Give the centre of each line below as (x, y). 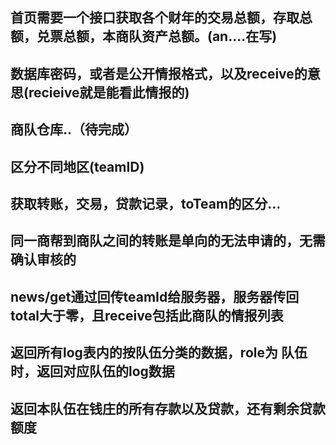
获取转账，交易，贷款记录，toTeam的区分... (146, 203)
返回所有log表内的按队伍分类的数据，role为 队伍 (159, 353)
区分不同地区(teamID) (77, 166)
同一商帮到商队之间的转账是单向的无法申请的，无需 (168, 241)
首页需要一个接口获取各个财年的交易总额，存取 (155, 18)
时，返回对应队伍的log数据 (92, 371)
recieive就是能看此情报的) (109, 92)
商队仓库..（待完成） (74, 129)
